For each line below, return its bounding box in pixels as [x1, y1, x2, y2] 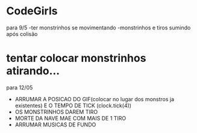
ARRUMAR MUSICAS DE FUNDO [14, 121, 96, 128]
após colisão [6, 30, 38, 37]
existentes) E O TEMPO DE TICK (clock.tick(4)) [14, 102, 131, 109]
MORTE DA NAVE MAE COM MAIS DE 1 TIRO [14, 114, 127, 122]
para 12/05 [6, 84, 33, 91]
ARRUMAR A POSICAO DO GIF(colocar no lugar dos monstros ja [14, 95, 175, 102]
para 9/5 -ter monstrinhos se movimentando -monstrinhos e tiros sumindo [6, 24, 191, 31]
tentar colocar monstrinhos [6, 52, 146, 65]
